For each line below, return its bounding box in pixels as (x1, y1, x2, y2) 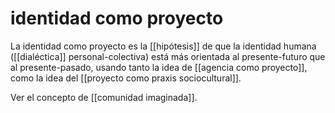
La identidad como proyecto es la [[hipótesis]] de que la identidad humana (10, 40, 317, 52)
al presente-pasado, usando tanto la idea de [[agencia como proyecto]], (10, 61, 308, 73)
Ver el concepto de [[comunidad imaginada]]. (10, 91, 198, 103)
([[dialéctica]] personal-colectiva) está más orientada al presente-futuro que (10, 50, 326, 62)
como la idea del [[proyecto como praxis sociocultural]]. (10, 72, 242, 84)
